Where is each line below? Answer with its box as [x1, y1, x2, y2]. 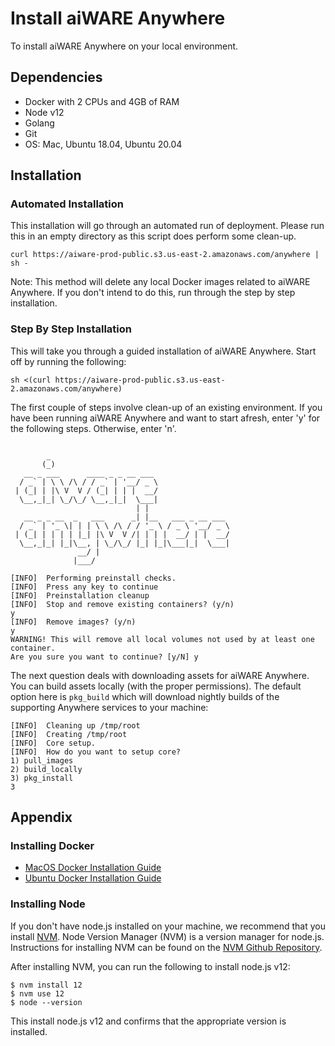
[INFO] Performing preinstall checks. [10, 573, 177, 583]
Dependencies [10, 69, 103, 86]
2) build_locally [10, 764, 83, 774]
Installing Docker [10, 839, 95, 853]
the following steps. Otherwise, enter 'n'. [10, 422, 177, 434]
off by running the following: [10, 355, 127, 367]
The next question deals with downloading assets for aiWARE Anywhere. [10, 669, 310, 681]
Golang [24, 117, 55, 129]
